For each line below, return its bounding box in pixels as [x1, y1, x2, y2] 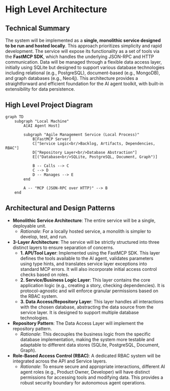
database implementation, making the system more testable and [20, 336, 155, 342]
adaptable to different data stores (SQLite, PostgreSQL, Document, [20, 342, 160, 348]
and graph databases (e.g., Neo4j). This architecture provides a [5, 75, 139, 81]
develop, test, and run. [20, 233, 67, 240]
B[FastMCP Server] [32, 136, 72, 142]
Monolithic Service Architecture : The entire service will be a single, [12, 217, 156, 224]
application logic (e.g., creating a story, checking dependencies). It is [20, 282, 165, 288]
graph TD [5, 114, 24, 119]
